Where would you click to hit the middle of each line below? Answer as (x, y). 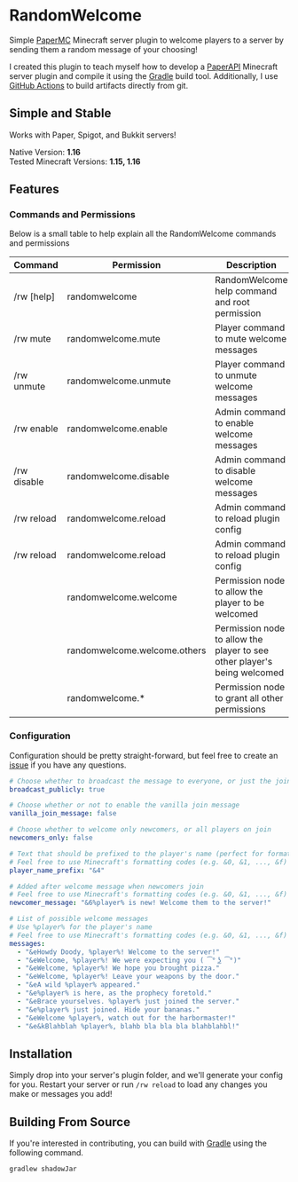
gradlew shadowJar (43, 1169)
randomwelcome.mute (114, 339)
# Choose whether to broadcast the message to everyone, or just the (141, 781)
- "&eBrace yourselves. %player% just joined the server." (129, 1001)
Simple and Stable (60, 113)
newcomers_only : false (51, 838)
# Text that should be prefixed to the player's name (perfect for (137, 854)
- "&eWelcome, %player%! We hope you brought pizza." (118, 968)
